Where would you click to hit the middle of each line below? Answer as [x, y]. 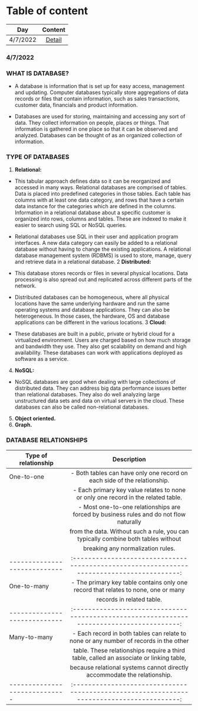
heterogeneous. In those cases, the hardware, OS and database [92, 316]
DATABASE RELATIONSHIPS [47, 440]
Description [129, 459]
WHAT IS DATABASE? [38, 73]
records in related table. [129, 599]
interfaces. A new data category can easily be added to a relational [96, 243]
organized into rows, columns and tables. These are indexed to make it [100, 219]
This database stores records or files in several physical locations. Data [101, 273]
